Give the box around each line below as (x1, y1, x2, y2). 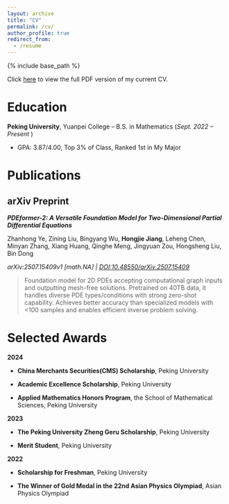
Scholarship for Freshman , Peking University (17, 468, 148, 476)
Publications (7, 168, 81, 184)
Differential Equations (7, 220, 73, 229)
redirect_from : (7, 36, 51, 43)
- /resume (13, 42, 42, 49)
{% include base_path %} (7, 62, 80, 70)
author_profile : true (7, 29, 70, 37)
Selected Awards (7, 330, 108, 346)
